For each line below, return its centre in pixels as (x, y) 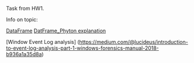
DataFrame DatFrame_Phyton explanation (56, 31)
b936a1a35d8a (24, 54)
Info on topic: (22, 19)
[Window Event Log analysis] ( (43, 42)
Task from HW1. (25, 8)
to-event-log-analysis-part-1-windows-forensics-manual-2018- (83, 48)
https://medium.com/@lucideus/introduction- (134, 42)
